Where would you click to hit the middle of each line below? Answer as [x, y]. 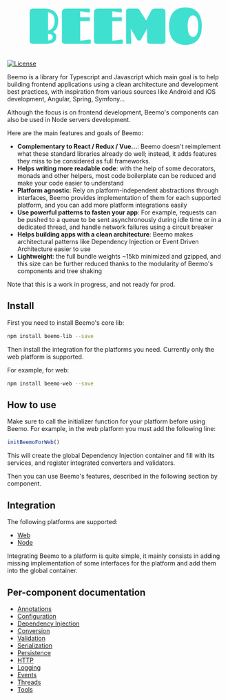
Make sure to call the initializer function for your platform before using [106, 421]
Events [27, 674]
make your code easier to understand [70, 183]
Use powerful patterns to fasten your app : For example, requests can [117, 212]
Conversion [33, 630]
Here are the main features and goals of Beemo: [75, 133]
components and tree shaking [59, 271]
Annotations [34, 609]
